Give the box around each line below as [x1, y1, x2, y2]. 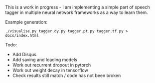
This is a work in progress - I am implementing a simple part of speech [5, 4, 151, 10]
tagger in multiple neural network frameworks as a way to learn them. [5, 9, 148, 15]
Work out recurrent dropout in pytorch [12, 62, 91, 68]
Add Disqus [12, 52, 36, 57]
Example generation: [5, 19, 48, 25]
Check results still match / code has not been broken [12, 73, 121, 79]
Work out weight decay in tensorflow [12, 67, 88, 73]
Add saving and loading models [12, 57, 77, 63]
